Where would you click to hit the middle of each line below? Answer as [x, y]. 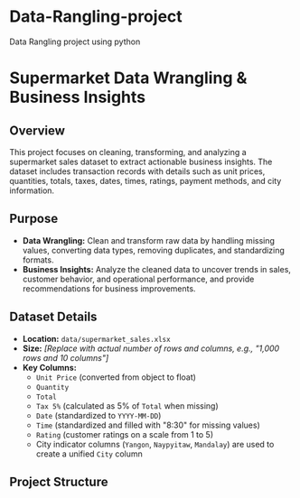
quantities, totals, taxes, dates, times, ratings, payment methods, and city [145, 180]
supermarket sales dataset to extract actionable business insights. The [141, 161]
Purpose [34, 219]
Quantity [52, 387]
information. [32, 190]
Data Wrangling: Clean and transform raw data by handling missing [149, 240]
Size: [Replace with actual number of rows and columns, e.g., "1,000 [151, 348]
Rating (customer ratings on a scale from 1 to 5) [125, 434]
